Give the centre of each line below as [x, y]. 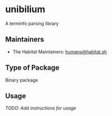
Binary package [22, 80]
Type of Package [32, 68]
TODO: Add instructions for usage [41, 108]
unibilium [25, 9]
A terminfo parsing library [32, 23]
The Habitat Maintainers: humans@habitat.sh [60, 51]
